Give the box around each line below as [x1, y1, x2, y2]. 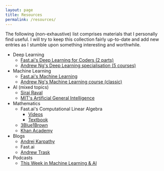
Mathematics [12, 101, 40, 107]
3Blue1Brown [20, 122, 48, 128]
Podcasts [12, 155, 33, 161]
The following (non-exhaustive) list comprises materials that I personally [5, 31, 158, 37]
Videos [28, 111, 43, 117]
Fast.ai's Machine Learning [20, 74, 78, 80]
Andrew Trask [20, 149, 50, 156]
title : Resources [5, 12, 43, 17]
